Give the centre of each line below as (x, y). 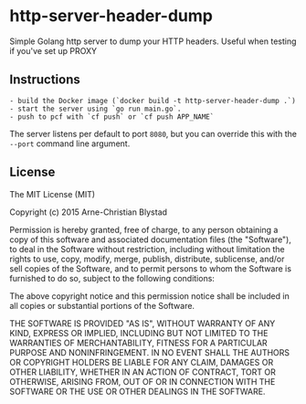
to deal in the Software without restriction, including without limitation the (147, 249)
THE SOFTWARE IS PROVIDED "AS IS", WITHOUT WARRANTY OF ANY (142, 323)
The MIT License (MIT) (53, 194)
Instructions (45, 80)
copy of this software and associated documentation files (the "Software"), (151, 239)
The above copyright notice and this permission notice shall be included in (149, 296)
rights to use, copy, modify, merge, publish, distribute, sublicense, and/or (147, 259)
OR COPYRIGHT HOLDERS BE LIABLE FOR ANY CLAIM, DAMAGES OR (142, 362)
